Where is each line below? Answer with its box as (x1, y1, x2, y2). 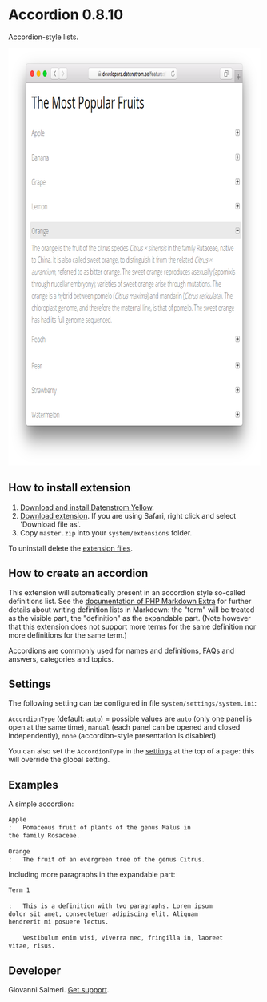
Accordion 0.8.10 (8, 6, 124, 24)
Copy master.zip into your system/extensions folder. (19, 527, 193, 537)
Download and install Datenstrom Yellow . (19, 502, 154, 512)
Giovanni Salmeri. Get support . (8, 985, 110, 994)
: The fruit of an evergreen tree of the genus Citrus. (8, 856, 205, 864)
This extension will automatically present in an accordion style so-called (8, 587, 246, 597)
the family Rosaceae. (8, 832, 81, 840)
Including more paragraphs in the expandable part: (8, 869, 176, 880)
